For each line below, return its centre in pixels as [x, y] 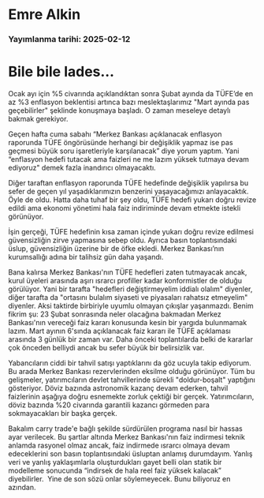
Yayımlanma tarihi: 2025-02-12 [69, 39]
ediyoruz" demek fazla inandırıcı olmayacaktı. [82, 168]
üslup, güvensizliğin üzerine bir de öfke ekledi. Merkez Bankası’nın [116, 249]
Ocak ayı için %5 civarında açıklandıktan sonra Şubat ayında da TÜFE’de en [131, 94]
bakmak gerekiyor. [38, 119]
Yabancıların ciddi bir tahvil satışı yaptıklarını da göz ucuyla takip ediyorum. [130, 363]
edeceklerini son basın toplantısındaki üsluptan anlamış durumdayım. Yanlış [130, 454]
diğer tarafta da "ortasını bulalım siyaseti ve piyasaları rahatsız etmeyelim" [128, 298]
